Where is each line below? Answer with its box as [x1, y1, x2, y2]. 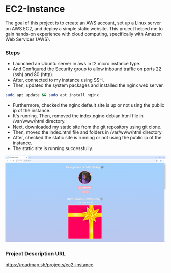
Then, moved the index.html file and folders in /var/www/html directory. [12, 129, 163, 135]
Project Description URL [5, 250, 66, 257]
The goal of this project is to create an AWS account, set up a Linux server [5, 20, 161, 26]
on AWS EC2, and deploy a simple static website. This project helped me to [5, 25, 163, 31]
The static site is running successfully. [12, 145, 93, 152]
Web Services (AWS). [5, 36, 51, 42]
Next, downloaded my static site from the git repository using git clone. [12, 123, 162, 130]
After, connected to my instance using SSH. [12, 77, 104, 83]
